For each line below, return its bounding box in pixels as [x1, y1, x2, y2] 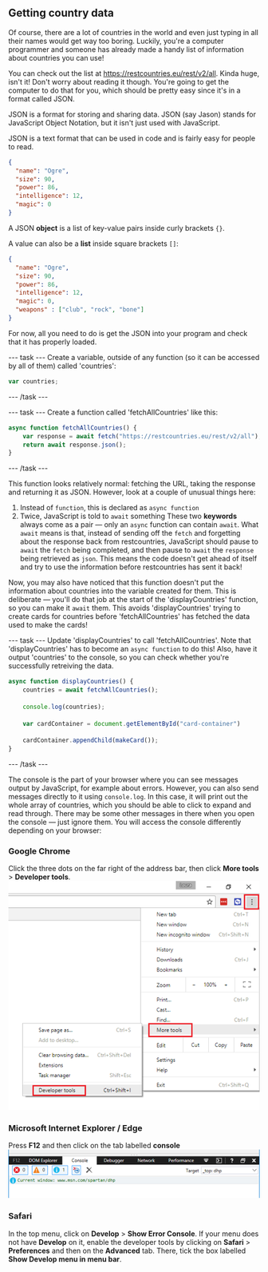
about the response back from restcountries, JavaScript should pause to [19, 537, 259, 546]
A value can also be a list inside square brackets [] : [8, 239, 179, 248]
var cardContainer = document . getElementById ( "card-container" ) [22, 719, 241, 727]
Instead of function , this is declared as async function [19, 503, 199, 513]
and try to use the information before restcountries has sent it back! [19, 562, 242, 572]
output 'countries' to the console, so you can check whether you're [8, 652, 230, 662]
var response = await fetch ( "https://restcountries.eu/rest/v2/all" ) [22, 432, 259, 440]
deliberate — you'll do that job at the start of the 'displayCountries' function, [8, 595, 258, 604]
